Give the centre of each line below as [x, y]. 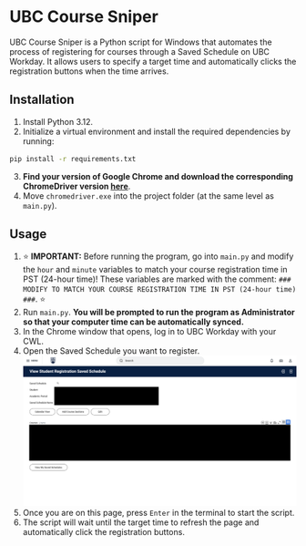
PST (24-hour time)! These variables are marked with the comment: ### [157, 279]
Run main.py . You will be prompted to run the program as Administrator [159, 313]
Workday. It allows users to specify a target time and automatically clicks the [153, 61]
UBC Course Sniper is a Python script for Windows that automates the [141, 42]
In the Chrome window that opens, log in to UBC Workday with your [149, 332]
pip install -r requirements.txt [73, 159]
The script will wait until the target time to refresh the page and [141, 522]
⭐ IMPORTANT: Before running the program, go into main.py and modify [158, 256]
